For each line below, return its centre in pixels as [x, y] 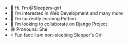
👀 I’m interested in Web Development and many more [67, 13]
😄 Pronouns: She [29, 29]
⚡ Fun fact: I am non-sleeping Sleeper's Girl [56, 35]
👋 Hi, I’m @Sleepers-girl [35, 8]
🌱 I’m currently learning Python [43, 18]
